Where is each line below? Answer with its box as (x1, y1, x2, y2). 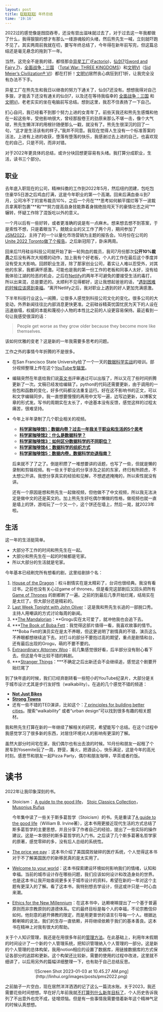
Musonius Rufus (12, 804, 45, 810)
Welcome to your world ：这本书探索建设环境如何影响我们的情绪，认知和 (12, 865, 157, 871)
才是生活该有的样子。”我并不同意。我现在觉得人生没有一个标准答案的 (19, 128, 156, 133)
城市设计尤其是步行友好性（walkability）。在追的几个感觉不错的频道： (9, 681, 147, 687)
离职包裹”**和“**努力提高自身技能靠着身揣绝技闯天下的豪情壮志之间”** (13, 204, 155, 210)
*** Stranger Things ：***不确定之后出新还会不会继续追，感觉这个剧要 (12, 659, 153, 665)
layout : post (5, 7, 32, 12)
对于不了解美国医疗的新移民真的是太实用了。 (12, 855, 102, 861)
